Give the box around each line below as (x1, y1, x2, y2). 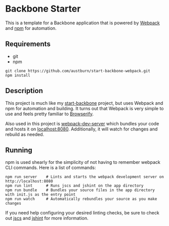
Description (5, 86, 43, 95)
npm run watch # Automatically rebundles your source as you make (5, 197, 157, 202)
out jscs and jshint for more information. (5, 215, 89, 221)
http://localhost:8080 (5, 179, 53, 184)
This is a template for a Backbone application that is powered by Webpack (5, 20, 160, 26)
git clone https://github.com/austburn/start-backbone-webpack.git (5, 68, 151, 73)
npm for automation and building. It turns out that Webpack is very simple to (5, 105, 164, 111)
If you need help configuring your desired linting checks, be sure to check (5, 210, 159, 216)
